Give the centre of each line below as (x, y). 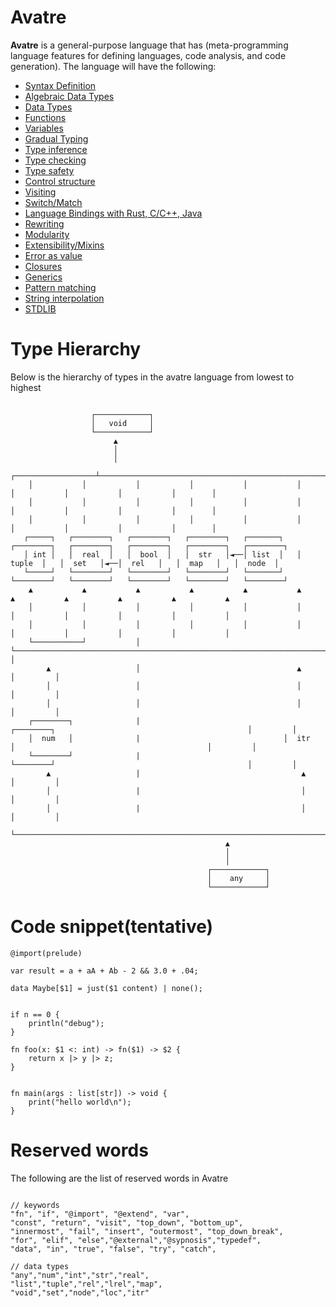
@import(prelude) (46, 953)
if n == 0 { (35, 1014)
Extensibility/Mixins (64, 245)
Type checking (55, 160)
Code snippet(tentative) (112, 927)
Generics (43, 277)
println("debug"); (66, 1023)
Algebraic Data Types (69, 96)
